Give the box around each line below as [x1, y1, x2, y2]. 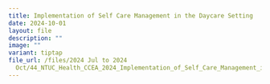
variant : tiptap [8, 49, 63, 57]
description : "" [8, 34, 63, 42]
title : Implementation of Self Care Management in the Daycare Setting [8, 11, 253, 20]
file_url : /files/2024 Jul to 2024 [8, 57, 128, 65]
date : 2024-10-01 [8, 19, 67, 27]
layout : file [8, 26, 52, 34]
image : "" [8, 42, 42, 50]
